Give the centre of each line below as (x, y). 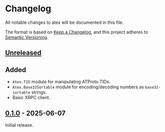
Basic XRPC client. (31, 98)
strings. (39, 92)
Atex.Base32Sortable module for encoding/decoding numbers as (78, 87)
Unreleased (23, 53)
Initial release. (19, 125)
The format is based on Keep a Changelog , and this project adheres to (77, 32)
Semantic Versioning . (27, 37)
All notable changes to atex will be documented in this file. (64, 22)
